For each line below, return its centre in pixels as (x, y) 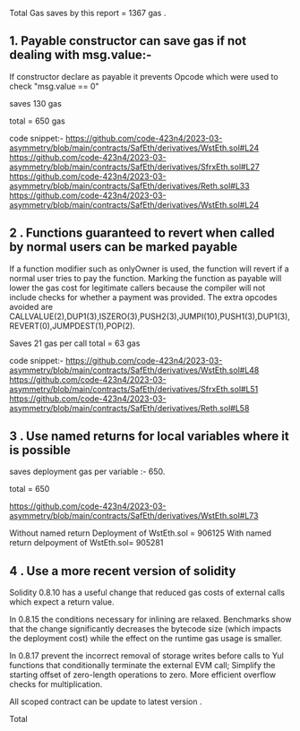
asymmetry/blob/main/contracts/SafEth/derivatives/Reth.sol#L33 (129, 185)
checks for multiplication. (56, 684)
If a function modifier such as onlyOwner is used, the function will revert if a (149, 269)
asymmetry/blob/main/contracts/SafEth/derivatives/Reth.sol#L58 (129, 408)
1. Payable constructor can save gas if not (128, 41)
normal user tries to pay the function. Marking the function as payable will (146, 278)
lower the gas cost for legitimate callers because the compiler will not (137, 288)
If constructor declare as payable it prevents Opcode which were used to (144, 76)
